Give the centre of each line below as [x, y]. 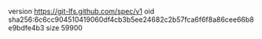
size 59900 [64, 28]
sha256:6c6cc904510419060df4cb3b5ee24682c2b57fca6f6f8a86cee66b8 [131, 19]
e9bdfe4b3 [26, 28]
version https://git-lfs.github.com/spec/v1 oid [81, 11]
